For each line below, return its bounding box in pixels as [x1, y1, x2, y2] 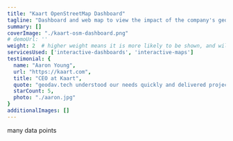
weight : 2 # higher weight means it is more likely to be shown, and [7, 42, 216, 49]
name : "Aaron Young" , [13, 62, 76, 69]
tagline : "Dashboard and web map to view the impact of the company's [7, 17, 216, 24]
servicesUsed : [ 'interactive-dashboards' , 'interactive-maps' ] [7, 49, 194, 56]
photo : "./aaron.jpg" [13, 94, 76, 101]
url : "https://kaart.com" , [13, 68, 92, 75]
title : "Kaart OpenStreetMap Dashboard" [7, 10, 126, 17]
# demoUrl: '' [7, 36, 49, 43]
